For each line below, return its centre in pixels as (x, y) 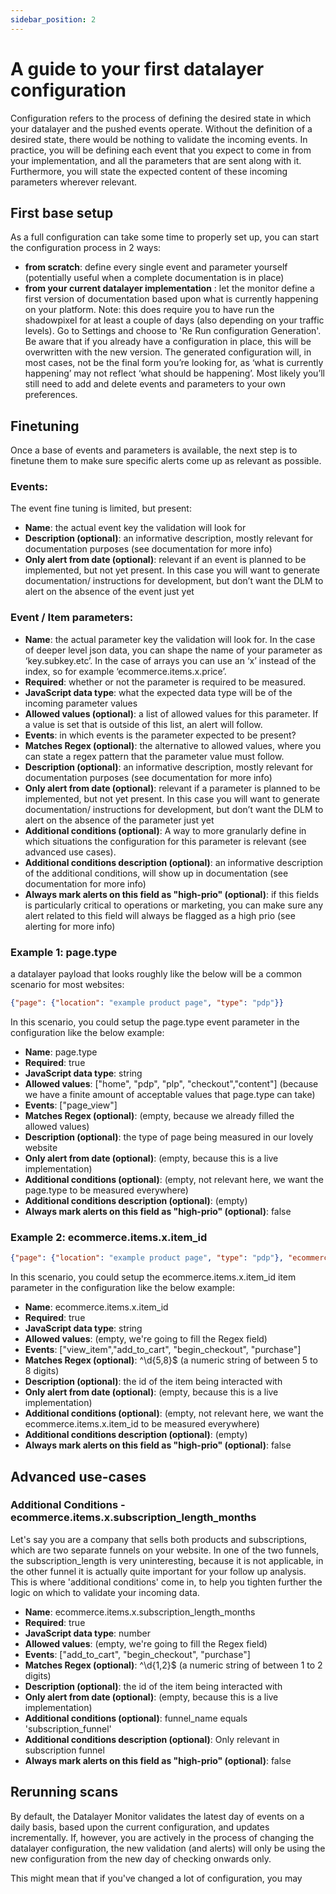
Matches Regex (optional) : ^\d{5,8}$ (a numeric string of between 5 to (171, 1360)
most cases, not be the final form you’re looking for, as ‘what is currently (174, 363)
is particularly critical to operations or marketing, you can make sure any (174, 905)
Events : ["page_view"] (71, 1105)
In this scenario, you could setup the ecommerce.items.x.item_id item (153, 1277)
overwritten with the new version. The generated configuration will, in (168, 352)
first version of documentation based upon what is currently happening (171, 299)
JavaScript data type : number (87, 1633)
